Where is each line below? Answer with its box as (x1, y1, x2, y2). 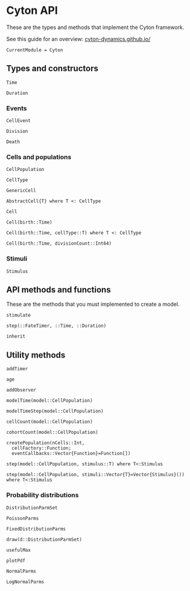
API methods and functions (6, 285, 111, 295)
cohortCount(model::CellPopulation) (6, 430, 98, 436)
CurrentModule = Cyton (6, 47, 63, 53)
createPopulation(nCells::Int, (6, 440, 85, 446)
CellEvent (6, 118, 31, 124)
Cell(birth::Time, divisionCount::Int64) (6, 241, 112, 247)
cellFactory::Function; (11, 445, 71, 451)
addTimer (6, 366, 28, 372)
